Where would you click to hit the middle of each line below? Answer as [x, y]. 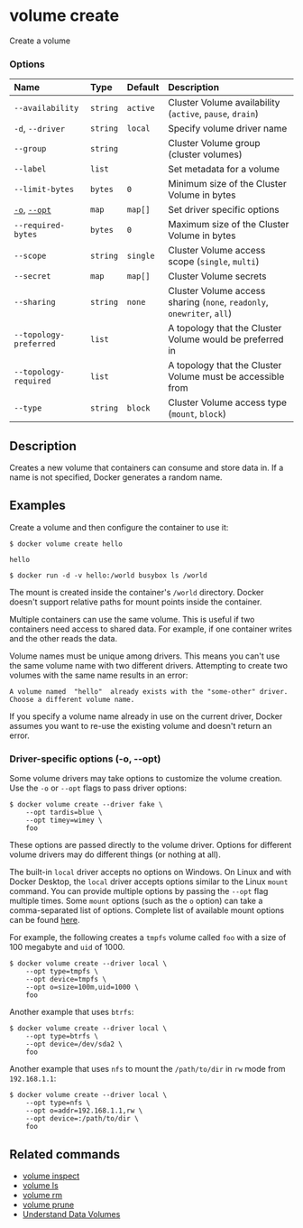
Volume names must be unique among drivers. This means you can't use [145, 656]
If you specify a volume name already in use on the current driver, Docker [146, 716]
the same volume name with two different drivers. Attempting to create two [149, 665]
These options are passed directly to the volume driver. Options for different [151, 845]
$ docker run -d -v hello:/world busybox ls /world [108, 575]
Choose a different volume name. [72, 699]
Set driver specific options [224, 210]
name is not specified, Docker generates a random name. [116, 477]
